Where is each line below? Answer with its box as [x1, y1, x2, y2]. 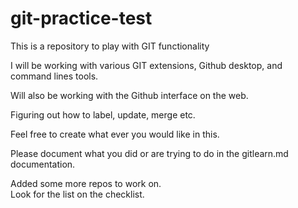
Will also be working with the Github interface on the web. [10, 89, 249, 101]
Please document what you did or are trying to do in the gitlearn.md [10, 147, 289, 159]
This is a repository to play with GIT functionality [10, 40, 210, 52]
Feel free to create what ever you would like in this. [10, 128, 220, 140]
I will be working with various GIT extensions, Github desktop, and [10, 59, 283, 71]
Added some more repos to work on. [10, 177, 162, 189]
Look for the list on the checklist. [10, 188, 145, 200]
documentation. [10, 158, 76, 170]
